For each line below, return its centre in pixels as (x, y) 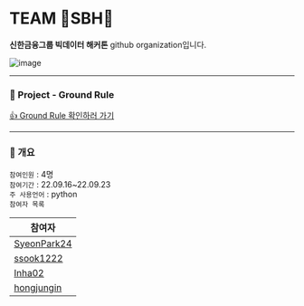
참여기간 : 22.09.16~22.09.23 (60, 184)
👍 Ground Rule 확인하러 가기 (62, 116)
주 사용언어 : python (43, 194)
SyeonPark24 (43, 244)
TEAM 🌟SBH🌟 (62, 19)
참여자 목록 (27, 204)
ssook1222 (38, 258)
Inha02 (29, 273)
